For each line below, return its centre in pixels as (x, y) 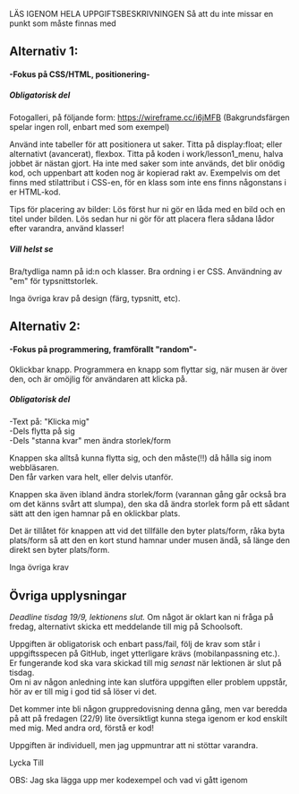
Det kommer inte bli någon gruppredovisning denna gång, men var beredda (149, 709)
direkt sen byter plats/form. (60, 550)
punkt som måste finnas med (63, 23)
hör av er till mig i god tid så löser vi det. (83, 692)
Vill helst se (31, 249)
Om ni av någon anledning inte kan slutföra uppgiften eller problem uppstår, (149, 682)
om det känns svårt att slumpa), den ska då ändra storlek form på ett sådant (149, 504)
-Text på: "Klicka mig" (50, 422)
